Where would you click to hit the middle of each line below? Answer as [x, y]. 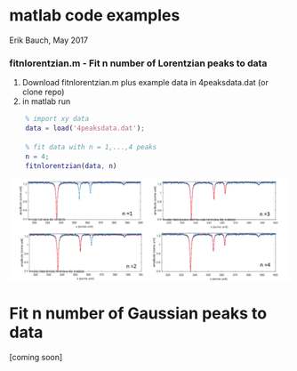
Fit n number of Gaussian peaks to [138, 314]
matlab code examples [95, 16]
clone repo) [43, 92]
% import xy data [57, 119]
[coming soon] [36, 357]
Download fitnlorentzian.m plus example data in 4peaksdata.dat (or [145, 83]
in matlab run [46, 101]
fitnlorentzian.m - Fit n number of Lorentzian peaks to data [138, 63]
